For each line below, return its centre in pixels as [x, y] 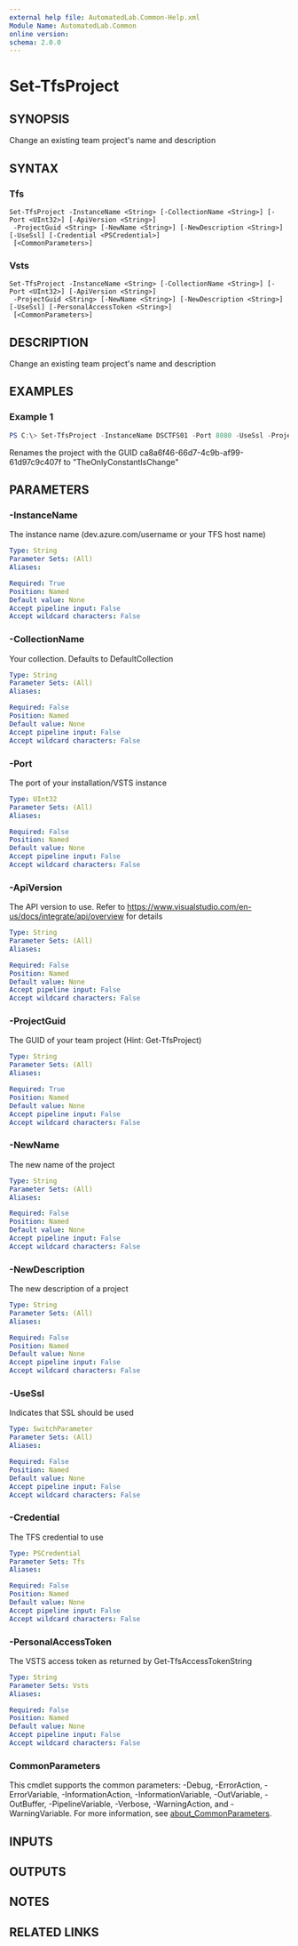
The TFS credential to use [56, 1537]
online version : [39, 34]
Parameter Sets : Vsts [49, 1685]
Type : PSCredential [45, 1553]
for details [144, 916]
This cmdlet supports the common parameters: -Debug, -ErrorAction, [136, 1785]
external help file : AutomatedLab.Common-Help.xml [105, 17]
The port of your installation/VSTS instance [88, 783]
